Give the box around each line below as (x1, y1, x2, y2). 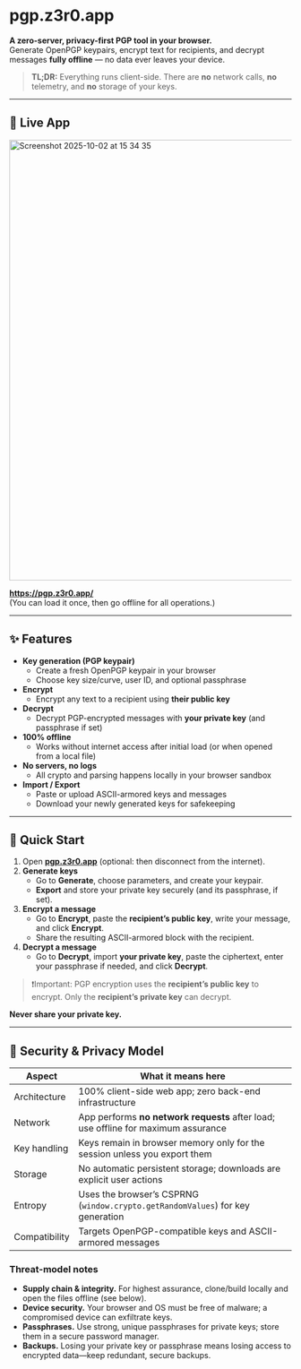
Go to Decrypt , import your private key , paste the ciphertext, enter (35, 951, 284, 962)
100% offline (21, 731, 72, 742)
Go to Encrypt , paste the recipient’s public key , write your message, (35, 913, 291, 924)
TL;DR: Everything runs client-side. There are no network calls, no (30, 71, 278, 82)
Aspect (25, 1070, 58, 1082)
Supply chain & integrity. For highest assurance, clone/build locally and (21, 1283, 288, 1295)
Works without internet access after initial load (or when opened (35, 741, 273, 752)
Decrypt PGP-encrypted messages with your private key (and (35, 712, 266, 723)
